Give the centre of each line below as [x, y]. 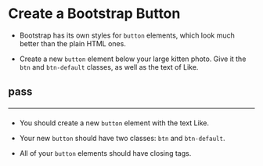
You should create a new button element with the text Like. [114, 123]
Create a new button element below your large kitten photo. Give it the [133, 59]
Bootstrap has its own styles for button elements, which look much [127, 35]
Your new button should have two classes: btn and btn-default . [122, 139]
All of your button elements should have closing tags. [105, 153]
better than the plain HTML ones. [73, 43]
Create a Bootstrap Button [94, 14]
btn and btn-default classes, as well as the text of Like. [109, 67]
